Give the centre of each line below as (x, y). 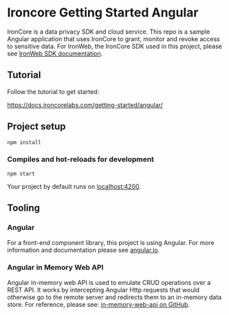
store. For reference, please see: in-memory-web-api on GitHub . (99, 304)
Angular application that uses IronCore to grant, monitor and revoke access (113, 38)
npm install (24, 142)
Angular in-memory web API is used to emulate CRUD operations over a (109, 282)
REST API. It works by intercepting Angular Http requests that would (103, 290)
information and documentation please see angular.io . (84, 250)
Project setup (37, 127)
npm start (21, 174)
